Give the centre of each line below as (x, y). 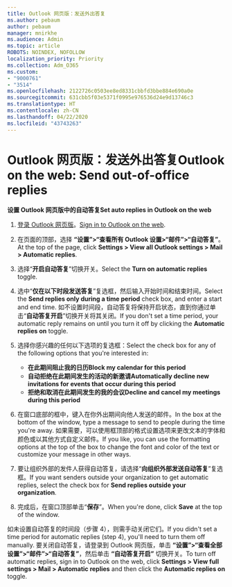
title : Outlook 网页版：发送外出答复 (56, 14)
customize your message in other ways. (74, 454)
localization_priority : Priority (55, 59)
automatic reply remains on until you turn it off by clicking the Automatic (121, 324)
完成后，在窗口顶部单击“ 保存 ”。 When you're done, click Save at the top (120, 507)
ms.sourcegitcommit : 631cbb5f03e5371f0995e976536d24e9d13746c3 (100, 98)
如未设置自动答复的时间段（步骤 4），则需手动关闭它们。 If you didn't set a (112, 529)
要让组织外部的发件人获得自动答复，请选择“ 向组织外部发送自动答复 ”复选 (120, 469)
